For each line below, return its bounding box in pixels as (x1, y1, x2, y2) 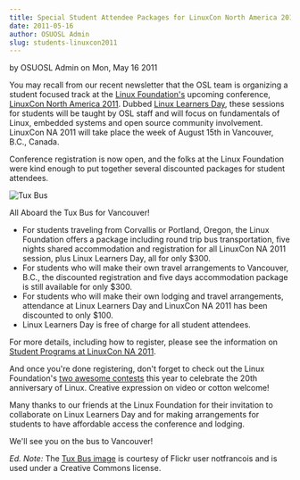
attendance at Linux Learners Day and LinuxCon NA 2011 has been (21, 301, 268, 311)
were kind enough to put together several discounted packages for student (9, 163, 286, 174)
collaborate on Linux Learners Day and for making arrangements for (9, 410, 260, 420)
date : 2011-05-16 (9, 21, 74, 30)
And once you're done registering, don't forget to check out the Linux (9, 363, 265, 375)
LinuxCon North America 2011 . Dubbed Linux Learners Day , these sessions (9, 99, 285, 110)
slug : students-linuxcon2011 (9, 37, 118, 47)
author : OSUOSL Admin (9, 29, 90, 38)
